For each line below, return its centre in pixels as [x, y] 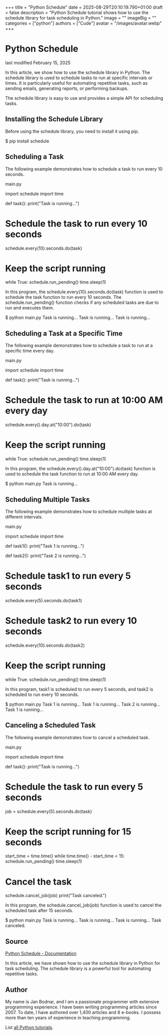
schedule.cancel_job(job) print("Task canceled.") [56, 896]
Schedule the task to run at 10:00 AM [84, 400]
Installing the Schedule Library [54, 119]
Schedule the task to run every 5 [74, 787]
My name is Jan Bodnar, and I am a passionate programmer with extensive [82, 1002]
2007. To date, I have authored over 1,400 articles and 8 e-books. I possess [83, 1012]
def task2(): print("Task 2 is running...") [46, 556]
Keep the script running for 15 [68, 831]
